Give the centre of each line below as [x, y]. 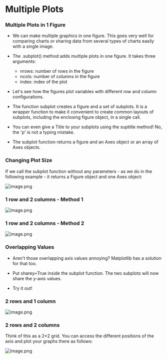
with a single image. [33, 47]
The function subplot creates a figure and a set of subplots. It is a [80, 107]
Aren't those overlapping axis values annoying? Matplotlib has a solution [87, 258]
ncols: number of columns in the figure [60, 77]
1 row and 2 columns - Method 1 [44, 199]
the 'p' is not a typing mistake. [43, 132]
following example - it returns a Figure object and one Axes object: [74, 176]
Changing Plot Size [29, 160]
